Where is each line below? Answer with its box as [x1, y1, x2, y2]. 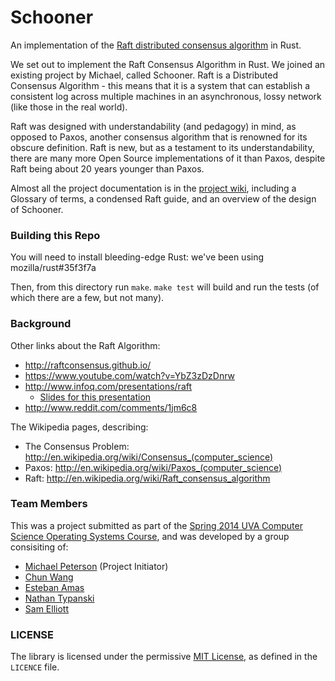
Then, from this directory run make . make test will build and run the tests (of [10, 281, 320, 293]
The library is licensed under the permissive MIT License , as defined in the [10, 651, 318, 663]
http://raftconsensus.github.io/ [24, 359, 152, 371]
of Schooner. [10, 203, 64, 215]
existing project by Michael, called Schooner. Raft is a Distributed [10, 69, 279, 81]
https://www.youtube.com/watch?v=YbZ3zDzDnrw [24, 369, 236, 381]
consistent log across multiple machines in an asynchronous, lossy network [10, 90, 322, 102]
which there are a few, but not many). [10, 292, 165, 304]
